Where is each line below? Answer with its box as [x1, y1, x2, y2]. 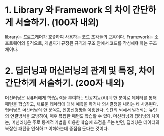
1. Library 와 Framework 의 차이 [5, 4, 131, 16]
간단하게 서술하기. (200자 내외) [5, 78, 125, 89]
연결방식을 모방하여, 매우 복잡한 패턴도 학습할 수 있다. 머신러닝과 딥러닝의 [10, 113, 151, 119]
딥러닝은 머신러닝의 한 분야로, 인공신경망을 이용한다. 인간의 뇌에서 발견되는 [5, 107, 148, 113]
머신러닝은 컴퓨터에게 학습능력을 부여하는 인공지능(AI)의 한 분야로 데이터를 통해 [5, 94, 157, 101]
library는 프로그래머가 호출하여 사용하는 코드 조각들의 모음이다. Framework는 [5, 34, 154, 40]
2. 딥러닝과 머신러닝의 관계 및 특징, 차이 [5, 65, 155, 77]
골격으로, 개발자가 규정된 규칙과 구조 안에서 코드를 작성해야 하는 [26, 40, 148, 46]
